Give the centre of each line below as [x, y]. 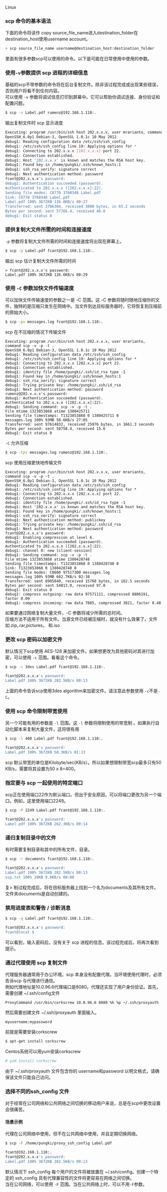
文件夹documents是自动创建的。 [39, 894]
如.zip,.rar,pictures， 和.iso [33, 625]
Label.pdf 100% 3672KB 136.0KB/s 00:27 [46, 202]
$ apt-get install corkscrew [35, 1041]
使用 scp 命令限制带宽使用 [37, 711]
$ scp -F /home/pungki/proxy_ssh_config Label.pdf [59, 1143]
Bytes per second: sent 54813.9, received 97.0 [55, 586]
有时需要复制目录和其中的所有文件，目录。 [49, 849]
